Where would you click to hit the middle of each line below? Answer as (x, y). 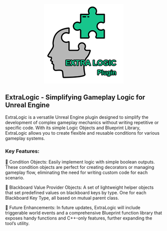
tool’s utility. (17, 224)
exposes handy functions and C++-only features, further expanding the (79, 218)
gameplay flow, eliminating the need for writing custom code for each (77, 172)
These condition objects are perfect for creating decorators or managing (80, 167)
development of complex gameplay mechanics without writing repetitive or (82, 122)
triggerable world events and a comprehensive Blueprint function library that (84, 213)
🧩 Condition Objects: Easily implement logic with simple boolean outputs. (80, 162)
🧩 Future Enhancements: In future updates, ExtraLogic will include (73, 208)
